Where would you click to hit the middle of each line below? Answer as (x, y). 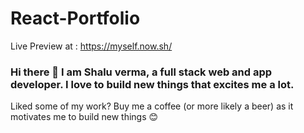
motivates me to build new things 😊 (84, 117)
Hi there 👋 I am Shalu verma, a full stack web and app (141, 72)
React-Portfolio (75, 18)
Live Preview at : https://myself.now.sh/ (91, 46)
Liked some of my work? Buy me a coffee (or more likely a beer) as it (152, 106)
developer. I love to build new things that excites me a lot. (152, 84)
